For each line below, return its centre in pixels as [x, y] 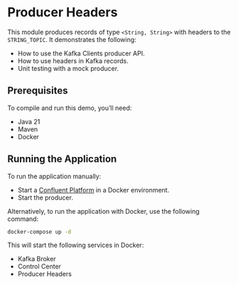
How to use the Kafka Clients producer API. [81, 53]
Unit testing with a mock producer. [68, 68]
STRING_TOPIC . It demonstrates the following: [72, 39]
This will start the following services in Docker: [76, 245]
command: [23, 219]
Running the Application [62, 159]
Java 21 [29, 121]
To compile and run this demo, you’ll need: [70, 108]
